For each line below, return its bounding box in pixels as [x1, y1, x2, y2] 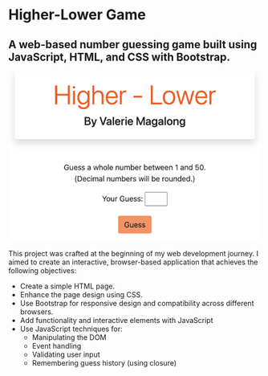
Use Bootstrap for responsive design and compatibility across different [19, 298, 254, 308]
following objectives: [8, 265, 77, 275]
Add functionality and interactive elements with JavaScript [19, 315, 213, 325]
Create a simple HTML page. [19, 281, 115, 291]
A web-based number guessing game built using [8, 38, 258, 51]
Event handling [31, 341, 82, 350]
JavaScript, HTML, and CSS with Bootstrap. [8, 50, 231, 63]
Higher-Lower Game [8, 6, 147, 24]
